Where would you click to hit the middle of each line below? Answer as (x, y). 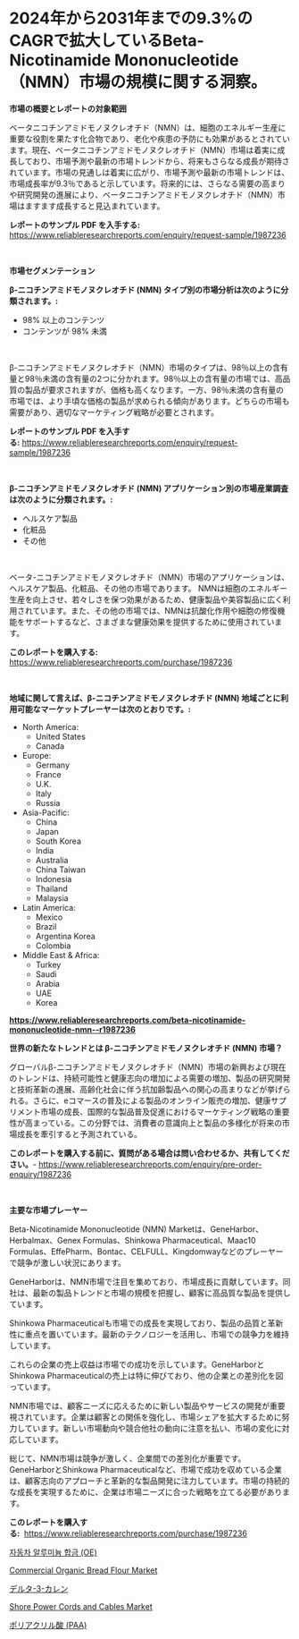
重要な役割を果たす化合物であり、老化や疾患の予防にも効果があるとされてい (149, 139)
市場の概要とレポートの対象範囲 (68, 108)
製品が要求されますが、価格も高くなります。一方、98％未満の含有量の (154, 389)
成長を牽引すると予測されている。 (79, 1134)
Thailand (52, 888)
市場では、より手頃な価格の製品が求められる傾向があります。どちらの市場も (149, 401)
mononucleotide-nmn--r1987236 (73, 1029)
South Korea (58, 841)
